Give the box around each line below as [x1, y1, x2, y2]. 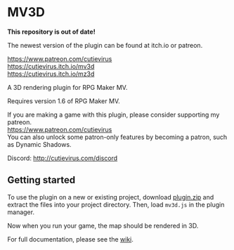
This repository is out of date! [7, 27, 96, 36]
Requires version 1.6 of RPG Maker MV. [7, 96, 121, 105]
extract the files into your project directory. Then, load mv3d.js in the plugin [7, 200, 225, 209]
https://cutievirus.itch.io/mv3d [7, 62, 95, 70]
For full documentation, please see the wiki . [7, 235, 134, 243]
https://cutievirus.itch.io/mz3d [7, 70, 95, 78]
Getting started [7, 174, 76, 186]
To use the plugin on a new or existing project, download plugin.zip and [7, 192, 214, 201]
